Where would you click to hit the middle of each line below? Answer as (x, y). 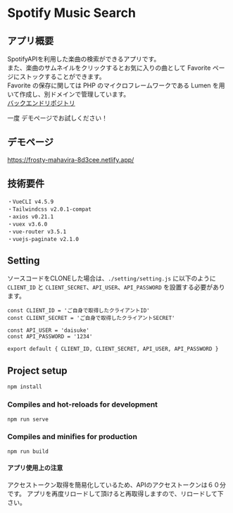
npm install (25, 387)
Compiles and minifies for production (72, 437)
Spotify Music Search (71, 13)
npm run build (28, 451)
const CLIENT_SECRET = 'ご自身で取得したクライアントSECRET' (91, 319)
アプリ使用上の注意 (35, 468)
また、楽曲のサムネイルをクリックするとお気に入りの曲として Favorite (109, 68)
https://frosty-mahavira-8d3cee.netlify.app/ (71, 159)
